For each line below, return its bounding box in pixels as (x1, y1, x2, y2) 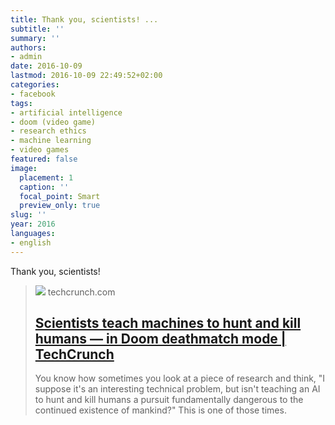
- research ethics (10, 126, 87, 136)
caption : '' (19, 182, 70, 192)
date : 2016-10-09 (10, 61, 83, 71)
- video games (10, 145, 70, 155)
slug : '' (10, 210, 47, 220)
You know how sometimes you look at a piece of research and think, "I (34, 372, 326, 385)
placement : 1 (19, 172, 74, 183)
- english (10, 237, 52, 248)
